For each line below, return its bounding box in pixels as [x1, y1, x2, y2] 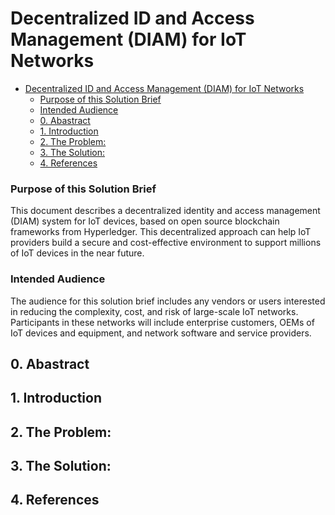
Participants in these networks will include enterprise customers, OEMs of [10, 316, 315, 328]
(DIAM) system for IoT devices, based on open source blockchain [10, 215, 280, 227]
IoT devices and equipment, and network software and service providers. [10, 327, 312, 339]
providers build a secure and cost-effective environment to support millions [10, 237, 322, 249]
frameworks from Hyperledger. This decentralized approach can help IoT [10, 226, 312, 238]
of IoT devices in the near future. [10, 247, 145, 259]
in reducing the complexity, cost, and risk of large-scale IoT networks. [10, 305, 299, 317]
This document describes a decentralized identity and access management [10, 205, 321, 217]
